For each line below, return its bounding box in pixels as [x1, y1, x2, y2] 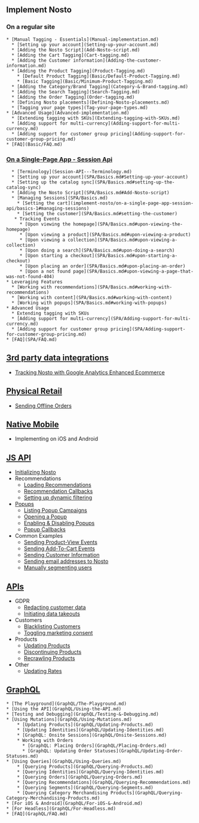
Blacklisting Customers [23, 623, 81, 630]
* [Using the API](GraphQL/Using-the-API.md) [6, 706, 121, 712]
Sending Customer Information [23, 551, 100, 559]
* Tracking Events [14, 216, 60, 222]
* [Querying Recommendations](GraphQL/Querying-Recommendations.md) [17, 779, 191, 785]
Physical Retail [6, 386, 63, 396]
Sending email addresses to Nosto [23, 557, 109, 565]
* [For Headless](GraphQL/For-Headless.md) [6, 806, 117, 812]
